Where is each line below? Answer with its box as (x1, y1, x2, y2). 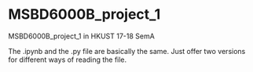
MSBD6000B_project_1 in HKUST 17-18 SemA (8, 31, 155, 41)
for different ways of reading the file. (8, 55, 127, 64)
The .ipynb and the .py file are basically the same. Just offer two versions (8, 46, 246, 56)
